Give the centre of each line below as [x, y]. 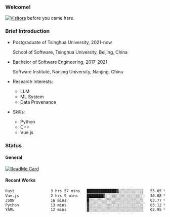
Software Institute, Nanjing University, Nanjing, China [68, 71]
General [14, 157]
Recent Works [20, 180]
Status [13, 145]
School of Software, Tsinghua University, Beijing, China [70, 52]
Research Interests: [33, 81]
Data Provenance [38, 102]
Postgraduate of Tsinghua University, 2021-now [62, 42]
